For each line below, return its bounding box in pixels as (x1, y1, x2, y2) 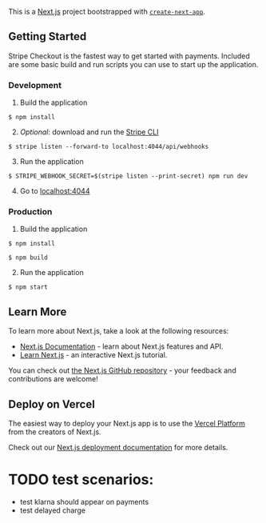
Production (8, 206, 53, 218)
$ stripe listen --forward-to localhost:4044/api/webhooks (8, 143, 209, 151)
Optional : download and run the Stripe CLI (19, 127, 159, 137)
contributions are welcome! (8, 374, 98, 384)
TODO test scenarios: (8, 471, 154, 489)
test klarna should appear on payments (19, 497, 149, 506)
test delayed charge (19, 505, 86, 515)
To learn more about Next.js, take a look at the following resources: (8, 326, 229, 336)
